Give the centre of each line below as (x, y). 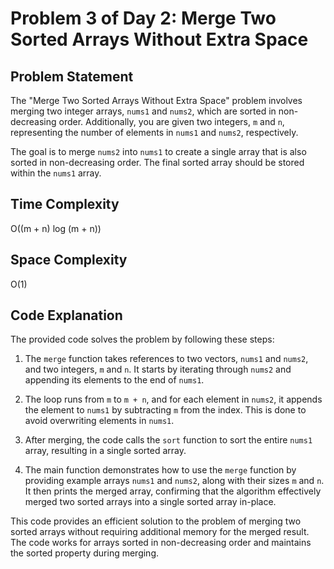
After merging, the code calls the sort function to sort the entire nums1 (168, 440)
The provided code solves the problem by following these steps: (142, 339)
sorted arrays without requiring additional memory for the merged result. (160, 532)
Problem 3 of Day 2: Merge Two (143, 18)
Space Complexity (69, 260)
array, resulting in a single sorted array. (105, 451)
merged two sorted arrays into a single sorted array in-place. (150, 502)
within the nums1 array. (56, 173)
